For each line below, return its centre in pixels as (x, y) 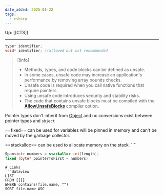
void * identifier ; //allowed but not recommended (57, 51)
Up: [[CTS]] (17, 33)
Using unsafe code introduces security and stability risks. (82, 96)
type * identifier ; (24, 46)
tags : (10, 14)
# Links (13, 167)
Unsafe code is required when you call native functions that (84, 85)
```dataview (17, 171)
